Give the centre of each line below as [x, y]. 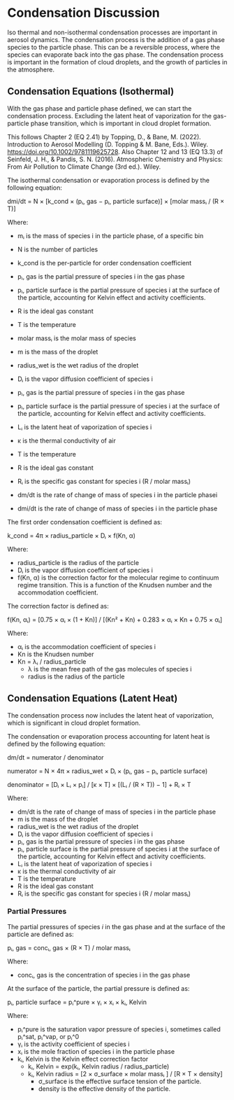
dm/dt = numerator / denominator [56, 757]
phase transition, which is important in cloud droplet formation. [121, 123]
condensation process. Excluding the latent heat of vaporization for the [109, 116]
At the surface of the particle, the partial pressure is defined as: [98, 988]
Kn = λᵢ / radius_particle [52, 661]
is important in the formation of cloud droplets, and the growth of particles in [117, 62]
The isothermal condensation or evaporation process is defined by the [108, 180]
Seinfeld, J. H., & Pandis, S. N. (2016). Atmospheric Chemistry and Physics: [115, 159]
